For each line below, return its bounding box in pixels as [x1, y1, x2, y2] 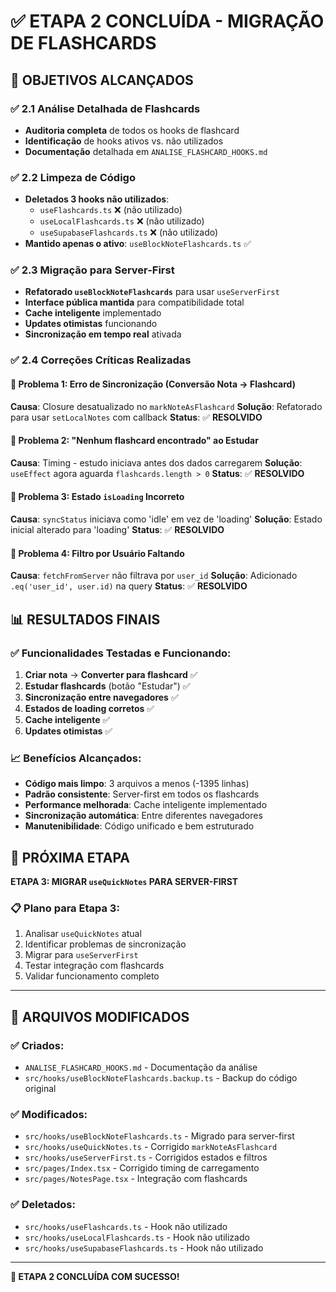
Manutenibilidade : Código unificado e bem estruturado [24, 820, 255, 832]
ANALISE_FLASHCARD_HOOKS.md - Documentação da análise [24, 1061, 258, 1073]
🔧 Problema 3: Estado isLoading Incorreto [10, 491, 185, 503]
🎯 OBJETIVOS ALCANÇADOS [10, 71, 194, 89]
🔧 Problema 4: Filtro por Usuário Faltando [10, 547, 185, 559]
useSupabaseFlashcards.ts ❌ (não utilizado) [39, 226, 219, 239]
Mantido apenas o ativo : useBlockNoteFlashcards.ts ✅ [24, 238, 252, 250]
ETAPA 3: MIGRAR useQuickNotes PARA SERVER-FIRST [10, 876, 239, 887]
